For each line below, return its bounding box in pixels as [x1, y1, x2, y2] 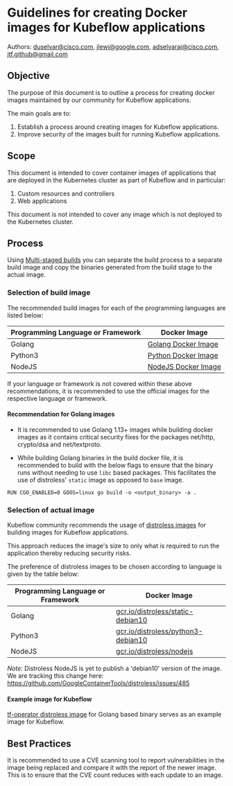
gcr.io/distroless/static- [115, 606, 194, 616]
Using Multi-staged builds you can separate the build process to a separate [7, 256, 223, 264]
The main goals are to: [7, 109, 71, 117]
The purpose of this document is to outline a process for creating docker [7, 88, 215, 96]
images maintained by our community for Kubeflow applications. [7, 96, 191, 104]
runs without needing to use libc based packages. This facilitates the [17, 468, 216, 476]
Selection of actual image [7, 505, 95, 514]
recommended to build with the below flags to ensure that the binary [17, 461, 214, 469]
